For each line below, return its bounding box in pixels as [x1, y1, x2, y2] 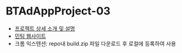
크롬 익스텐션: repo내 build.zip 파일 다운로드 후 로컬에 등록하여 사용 [14, 40, 177, 47]
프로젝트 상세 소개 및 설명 [14, 25, 76, 32]
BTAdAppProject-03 [5, 4, 111, 18]
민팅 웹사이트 [14, 32, 46, 40]
